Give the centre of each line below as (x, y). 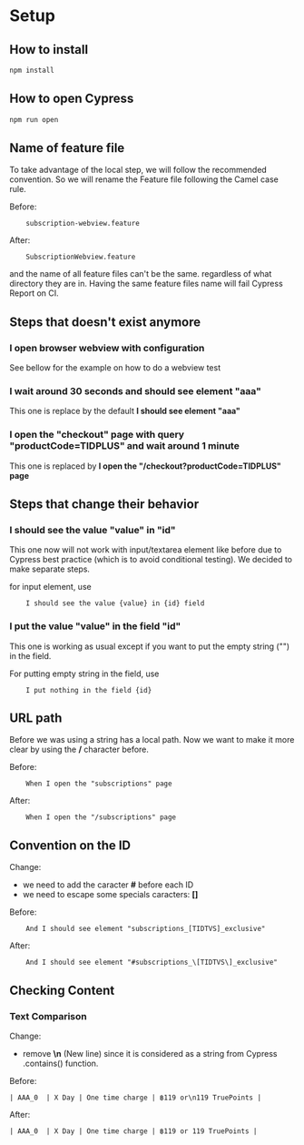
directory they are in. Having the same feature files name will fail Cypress (146, 284)
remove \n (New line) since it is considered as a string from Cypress (150, 1053)
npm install (32, 70)
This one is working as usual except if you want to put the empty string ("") (150, 646)
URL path (36, 719)
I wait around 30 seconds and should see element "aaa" (135, 390)
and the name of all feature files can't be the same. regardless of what (141, 274)
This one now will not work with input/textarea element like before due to (146, 550)
